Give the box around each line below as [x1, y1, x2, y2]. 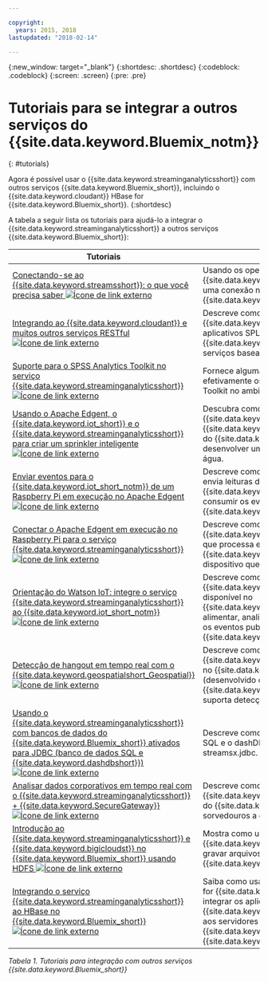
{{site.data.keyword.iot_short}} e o [12, 418, 140, 429]
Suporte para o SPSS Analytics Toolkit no [12, 361, 167, 372]
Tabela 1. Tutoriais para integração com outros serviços [8, 956, 193, 966]
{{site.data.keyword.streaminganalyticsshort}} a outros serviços [8, 224, 219, 234]
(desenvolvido [203, 675, 257, 686]
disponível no [203, 592, 254, 603]
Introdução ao [12, 823, 65, 834]
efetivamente [203, 376, 253, 387]
